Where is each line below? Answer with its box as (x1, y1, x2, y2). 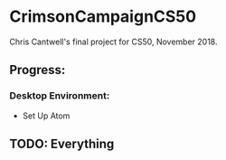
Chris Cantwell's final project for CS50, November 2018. (9, 36, 218, 47)
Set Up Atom (22, 110, 71, 121)
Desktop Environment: (9, 89, 110, 102)
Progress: (9, 62, 66, 78)
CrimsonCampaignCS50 (9, 6, 197, 27)
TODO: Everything (9, 136, 115, 152)
